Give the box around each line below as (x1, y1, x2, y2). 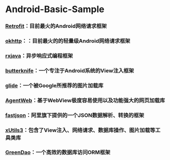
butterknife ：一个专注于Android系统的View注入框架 (5, 67, 134, 74)
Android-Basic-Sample (5, 4, 105, 15)
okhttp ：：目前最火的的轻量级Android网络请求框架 (5, 37, 130, 45)
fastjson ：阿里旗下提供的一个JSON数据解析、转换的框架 (5, 111, 145, 118)
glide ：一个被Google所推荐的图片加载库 (5, 82, 104, 89)
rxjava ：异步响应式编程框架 (5, 52, 73, 59)
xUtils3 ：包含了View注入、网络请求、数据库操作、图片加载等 (5, 127, 156, 134)
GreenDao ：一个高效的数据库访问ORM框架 (5, 149, 111, 156)
